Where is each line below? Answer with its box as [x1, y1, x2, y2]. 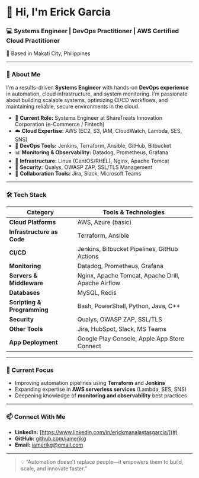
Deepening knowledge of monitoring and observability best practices [14, 392, 187, 399]
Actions [77, 252, 99, 260]
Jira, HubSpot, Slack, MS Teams [77, 325, 167, 333]
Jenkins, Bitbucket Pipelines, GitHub [77, 245, 178, 253]
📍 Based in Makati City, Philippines [6, 50, 91, 57]
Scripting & [9, 298, 41, 307]
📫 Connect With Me [6, 413, 66, 421]
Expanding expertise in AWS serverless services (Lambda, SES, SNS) [14, 385, 187, 393]
